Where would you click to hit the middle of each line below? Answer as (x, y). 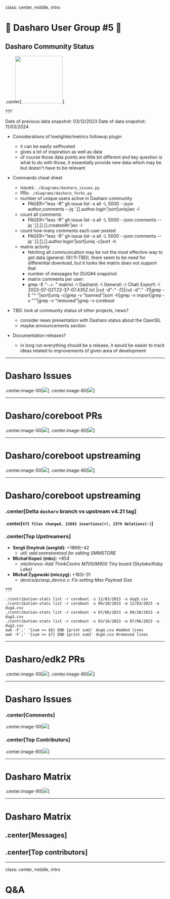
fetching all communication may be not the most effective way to (95, 252)
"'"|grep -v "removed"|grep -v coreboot (73, 301)
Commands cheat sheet (37, 178)
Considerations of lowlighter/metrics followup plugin (67, 137)
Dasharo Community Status (50, 46)
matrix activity (35, 247)
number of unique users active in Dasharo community (76, 198)
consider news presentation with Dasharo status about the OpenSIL (91, 320)
